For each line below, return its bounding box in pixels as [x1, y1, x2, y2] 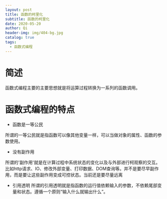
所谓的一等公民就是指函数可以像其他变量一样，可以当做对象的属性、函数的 [5, 132, 158, 138]
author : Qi [5, 26, 28, 31]
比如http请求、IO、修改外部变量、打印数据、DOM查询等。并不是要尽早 [5, 165, 150, 172]
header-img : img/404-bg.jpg [5, 30, 64, 35]
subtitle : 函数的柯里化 [5, 16, 50, 21]
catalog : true [5, 35, 35, 40]
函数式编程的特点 [5, 104, 76, 115]
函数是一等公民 [12, 121, 43, 127]
